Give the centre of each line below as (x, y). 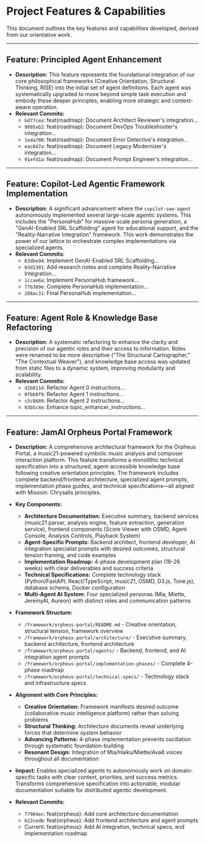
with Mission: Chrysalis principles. (58, 493)
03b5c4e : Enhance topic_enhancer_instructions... (85, 407)
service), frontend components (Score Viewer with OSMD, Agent (106, 529)
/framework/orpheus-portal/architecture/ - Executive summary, (106, 637)
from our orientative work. (39, 34)
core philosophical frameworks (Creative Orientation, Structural (95, 81)
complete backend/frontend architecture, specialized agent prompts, (102, 479)
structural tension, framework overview (74, 631)
